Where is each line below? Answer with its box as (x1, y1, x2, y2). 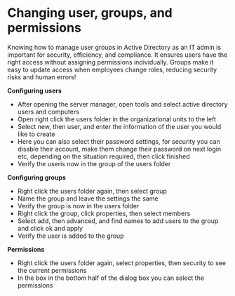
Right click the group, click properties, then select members (17, 209, 191, 217)
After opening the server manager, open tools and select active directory (17, 100, 228, 108)
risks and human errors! (7, 72, 76, 81)
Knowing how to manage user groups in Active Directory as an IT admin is (7, 43, 222, 51)
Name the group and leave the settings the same (17, 194, 159, 203)
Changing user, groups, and (7, 5, 173, 21)
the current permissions (17, 266, 87, 274)
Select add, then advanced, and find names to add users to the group (17, 216, 219, 225)
